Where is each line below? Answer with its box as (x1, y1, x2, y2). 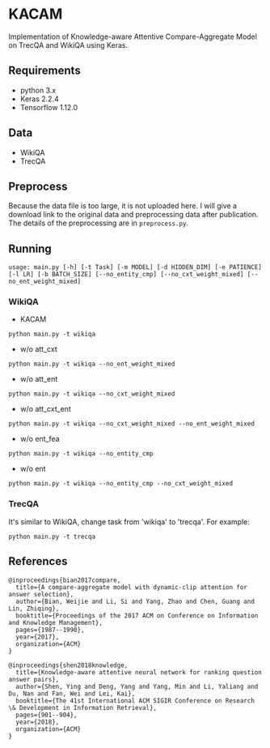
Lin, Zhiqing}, (8, 605, 60, 613)
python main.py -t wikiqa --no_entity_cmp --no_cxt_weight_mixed (8, 480, 233, 488)
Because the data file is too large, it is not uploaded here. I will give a (8, 201, 237, 211)
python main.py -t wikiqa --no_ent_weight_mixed (8, 360, 175, 369)
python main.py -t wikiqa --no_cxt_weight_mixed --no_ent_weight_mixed (8, 420, 255, 428)
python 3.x (19, 85, 57, 95)
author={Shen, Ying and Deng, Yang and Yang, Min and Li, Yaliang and (15, 682, 259, 690)
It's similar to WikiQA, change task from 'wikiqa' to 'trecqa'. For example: (8, 516, 251, 527)
